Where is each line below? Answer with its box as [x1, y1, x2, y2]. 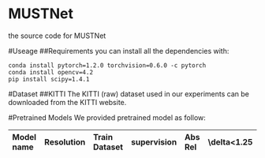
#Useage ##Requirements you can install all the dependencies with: [8, 46, 230, 55]
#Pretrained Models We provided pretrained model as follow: [8, 112, 207, 122]
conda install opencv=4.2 [8, 68, 93, 76]
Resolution [44, 136, 86, 147]
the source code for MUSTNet [8, 31, 106, 40]
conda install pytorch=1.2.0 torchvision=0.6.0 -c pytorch [8, 61, 207, 70]
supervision [131, 136, 177, 147]
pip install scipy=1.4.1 [8, 75, 90, 83]
